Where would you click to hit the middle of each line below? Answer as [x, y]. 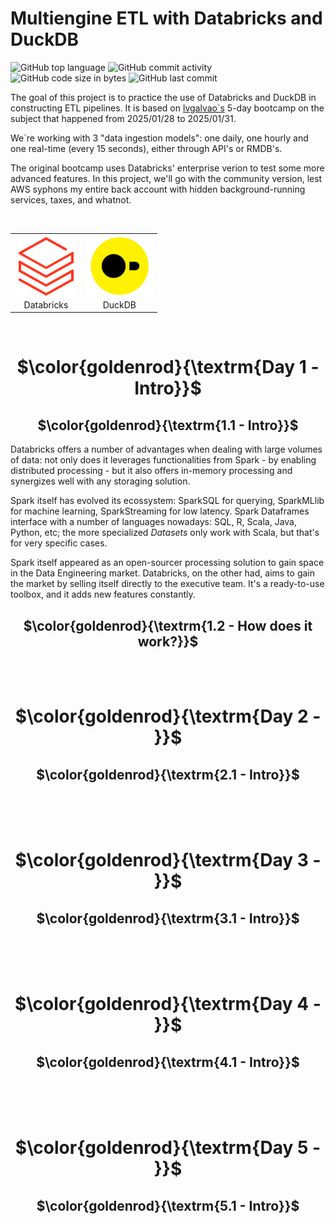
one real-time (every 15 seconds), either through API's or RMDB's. [146, 148]
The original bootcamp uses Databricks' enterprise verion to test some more [167, 168]
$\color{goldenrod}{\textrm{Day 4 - [168, 1004]
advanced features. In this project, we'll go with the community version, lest [166, 178]
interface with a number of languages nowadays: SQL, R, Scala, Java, [154, 522]
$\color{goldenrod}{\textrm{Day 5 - [168, 1148]
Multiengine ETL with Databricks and [166, 18]
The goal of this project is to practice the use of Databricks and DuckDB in [163, 97]
